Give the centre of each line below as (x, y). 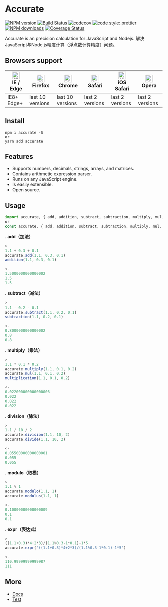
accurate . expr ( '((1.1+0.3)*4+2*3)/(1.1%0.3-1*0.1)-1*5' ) (66, 548)
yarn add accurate (24, 141)
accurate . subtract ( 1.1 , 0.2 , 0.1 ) (41, 312)
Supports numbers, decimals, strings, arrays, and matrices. (73, 169)
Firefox (41, 85)
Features (19, 157)
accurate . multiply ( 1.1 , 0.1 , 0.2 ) (41, 369)
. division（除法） (24, 416)
